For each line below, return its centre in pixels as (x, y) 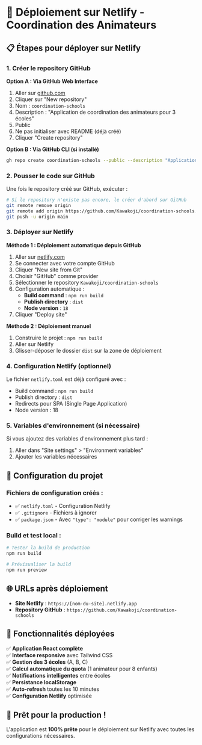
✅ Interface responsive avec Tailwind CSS (60, 655)
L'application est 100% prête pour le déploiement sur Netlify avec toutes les (100, 729)
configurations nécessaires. (41, 736)
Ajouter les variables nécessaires (56, 457)
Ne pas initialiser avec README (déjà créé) (68, 131)
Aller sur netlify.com (40, 257)
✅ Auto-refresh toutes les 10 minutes (53, 689)
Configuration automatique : (50, 289)
